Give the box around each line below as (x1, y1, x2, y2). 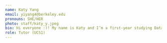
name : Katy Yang (5, 7, 39, 12)
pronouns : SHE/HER (5, 16, 43, 21)
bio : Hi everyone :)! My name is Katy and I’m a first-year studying (5, 26, 153, 31)
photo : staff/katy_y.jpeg (5, 21, 59, 26)
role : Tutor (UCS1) (5, 30, 46, 35)
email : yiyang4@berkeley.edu (5, 12, 66, 17)
